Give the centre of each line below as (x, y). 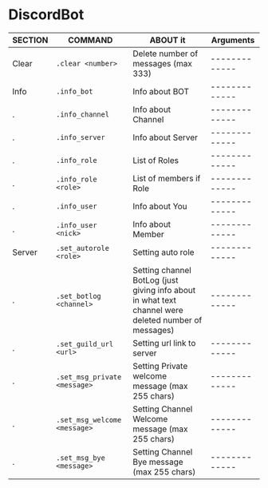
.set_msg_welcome (89, 420)
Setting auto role (164, 252)
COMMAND (90, 40)
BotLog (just (156, 280)
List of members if (167, 178)
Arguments (233, 40)
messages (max (163, 63)
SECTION (30, 40)
